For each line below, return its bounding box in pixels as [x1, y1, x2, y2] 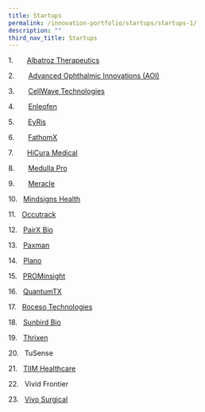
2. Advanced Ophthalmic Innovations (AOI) [8, 71, 161, 80]
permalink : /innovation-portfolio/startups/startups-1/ [8, 19, 197, 27]
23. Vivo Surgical [8, 395, 68, 404]
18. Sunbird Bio [8, 317, 61, 327]
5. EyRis [8, 117, 46, 127]
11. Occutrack [8, 210, 56, 220]
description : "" [8, 26, 62, 34]
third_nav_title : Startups [8, 33, 98, 42]
